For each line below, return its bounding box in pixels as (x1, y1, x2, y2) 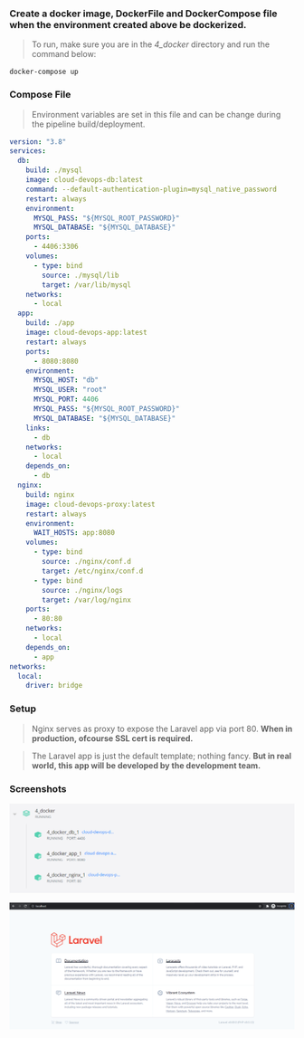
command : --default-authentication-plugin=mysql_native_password (25, 185, 278, 194)
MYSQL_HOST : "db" (33, 376, 100, 385)
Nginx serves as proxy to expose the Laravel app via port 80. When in (31, 723, 293, 734)
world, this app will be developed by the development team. (31, 759, 261, 771)
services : (9, 147, 47, 156)
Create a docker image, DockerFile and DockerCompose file (9, 7, 278, 20)
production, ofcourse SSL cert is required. (31, 732, 194, 744)
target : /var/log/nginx (42, 595, 131, 605)
